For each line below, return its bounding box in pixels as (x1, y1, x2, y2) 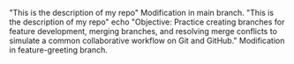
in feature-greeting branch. (9, 45, 109, 55)
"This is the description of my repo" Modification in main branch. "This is (9, 8, 275, 18)
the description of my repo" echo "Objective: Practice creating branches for (9, 17, 285, 27)
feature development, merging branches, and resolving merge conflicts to (9, 26, 278, 36)
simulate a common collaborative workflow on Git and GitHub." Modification (9, 35, 285, 46)
